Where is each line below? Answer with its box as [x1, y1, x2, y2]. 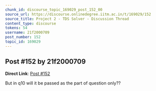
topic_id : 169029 [5, 39, 41, 44]
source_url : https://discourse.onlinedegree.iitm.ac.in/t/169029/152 [5, 12, 152, 17]
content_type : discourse [5, 21, 56, 26]
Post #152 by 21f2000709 [5, 58, 86, 66]
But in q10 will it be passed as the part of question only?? [5, 80, 121, 86]
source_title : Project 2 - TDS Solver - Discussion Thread [5, 16, 129, 21]
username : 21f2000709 [5, 30, 50, 35]
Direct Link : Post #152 [5, 70, 50, 76]
